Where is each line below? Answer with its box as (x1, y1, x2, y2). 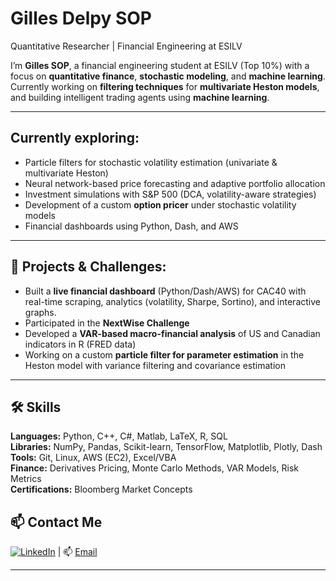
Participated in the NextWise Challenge (24, 317, 190, 329)
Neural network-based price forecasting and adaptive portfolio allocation (24, 177, 326, 189)
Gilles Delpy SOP (10, 7, 152, 30)
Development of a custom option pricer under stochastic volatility (24, 198, 297, 211)
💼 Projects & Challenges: (10, 258, 167, 276)
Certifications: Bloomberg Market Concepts (10, 483, 193, 496)
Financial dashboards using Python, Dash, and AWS (24, 220, 239, 232)
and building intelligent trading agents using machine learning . (10, 91, 270, 103)
